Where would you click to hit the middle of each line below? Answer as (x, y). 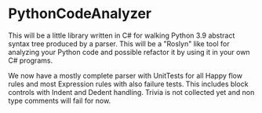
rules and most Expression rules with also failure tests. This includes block (128, 84)
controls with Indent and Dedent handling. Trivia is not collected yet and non (131, 92)
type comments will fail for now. (60, 100)
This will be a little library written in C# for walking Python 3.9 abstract (122, 35)
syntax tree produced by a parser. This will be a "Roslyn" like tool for (119, 43)
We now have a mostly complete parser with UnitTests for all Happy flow (126, 75)
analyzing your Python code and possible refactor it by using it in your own (129, 52)
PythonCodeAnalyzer (80, 14)
